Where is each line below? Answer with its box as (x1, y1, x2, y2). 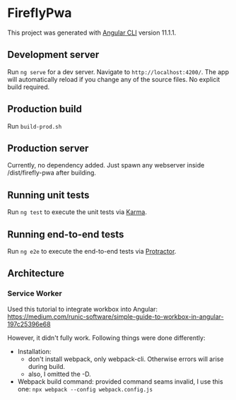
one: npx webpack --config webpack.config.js (17, 384, 153, 393)
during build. (28, 362, 66, 370)
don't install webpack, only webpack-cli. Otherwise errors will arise (28, 355, 224, 363)
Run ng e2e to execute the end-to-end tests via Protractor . (7, 247, 177, 255)
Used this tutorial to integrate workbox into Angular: (7, 305, 158, 313)
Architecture (7, 267, 65, 280)
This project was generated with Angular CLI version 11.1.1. (7, 28, 177, 37)
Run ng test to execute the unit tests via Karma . (7, 208, 147, 216)
